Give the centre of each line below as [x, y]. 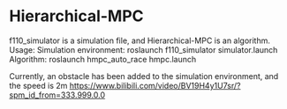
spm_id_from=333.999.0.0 [57, 95]
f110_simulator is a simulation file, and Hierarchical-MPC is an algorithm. [140, 40]
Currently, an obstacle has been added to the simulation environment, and [144, 76]
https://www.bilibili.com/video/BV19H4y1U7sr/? [155, 85]
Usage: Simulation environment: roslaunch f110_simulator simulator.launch [143, 49]
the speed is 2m [38, 85]
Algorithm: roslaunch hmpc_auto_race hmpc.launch [103, 59]
